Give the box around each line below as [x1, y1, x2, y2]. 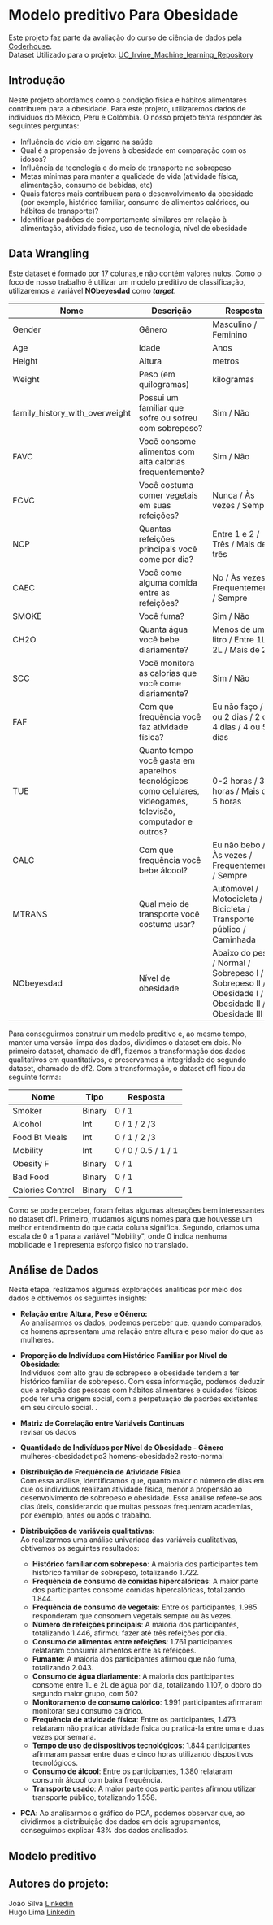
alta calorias [138, 455, 185, 467]
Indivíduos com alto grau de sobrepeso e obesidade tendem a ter [19, 1368, 240, 1378]
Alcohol [12, 1118, 42, 1130]
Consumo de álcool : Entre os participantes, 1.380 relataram [32, 1766, 233, 1776]
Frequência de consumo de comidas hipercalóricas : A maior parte [32, 1576, 258, 1587]
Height [12, 355, 38, 367]
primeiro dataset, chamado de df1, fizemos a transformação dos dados [8, 1046, 246, 1056]
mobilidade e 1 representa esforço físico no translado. [8, 1239, 188, 1249]
